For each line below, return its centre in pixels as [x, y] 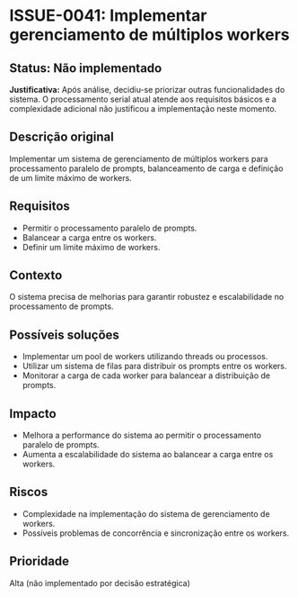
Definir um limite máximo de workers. [91, 247]
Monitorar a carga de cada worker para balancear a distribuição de [146, 375]
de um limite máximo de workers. [70, 177]
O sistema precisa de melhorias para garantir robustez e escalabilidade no [147, 297]
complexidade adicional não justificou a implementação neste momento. [143, 109]
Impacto [33, 414]
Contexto [36, 276]
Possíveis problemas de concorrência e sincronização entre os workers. [156, 533]
